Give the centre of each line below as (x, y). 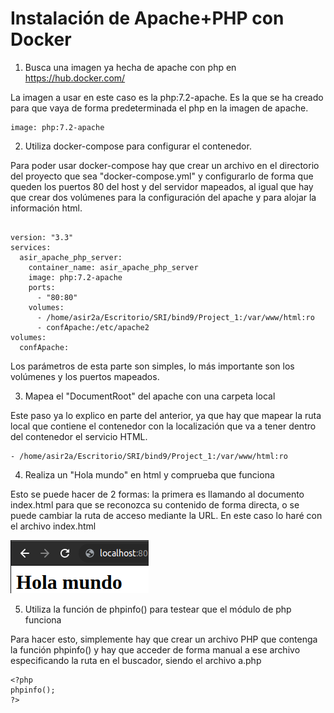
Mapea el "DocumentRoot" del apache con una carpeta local (150, 396)
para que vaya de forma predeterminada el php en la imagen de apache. (159, 108)
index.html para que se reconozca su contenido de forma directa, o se (155, 504)
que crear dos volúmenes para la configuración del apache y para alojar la (163, 197)
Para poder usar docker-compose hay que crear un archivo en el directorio (165, 165)
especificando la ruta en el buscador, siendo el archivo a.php (136, 660)
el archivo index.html (53, 526)
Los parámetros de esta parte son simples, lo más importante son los (152, 366)
